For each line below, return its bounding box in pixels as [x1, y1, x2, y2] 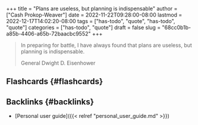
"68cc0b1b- [162, 24, 191, 31]
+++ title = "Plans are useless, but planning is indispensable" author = [6, 5, 178, 12]
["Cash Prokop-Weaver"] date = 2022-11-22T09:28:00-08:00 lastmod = [6, 11, 183, 18]
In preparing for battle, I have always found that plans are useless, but [20, 41, 192, 49]
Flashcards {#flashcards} [6, 76, 103, 86]
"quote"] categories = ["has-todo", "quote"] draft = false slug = [6, 24, 161, 31]
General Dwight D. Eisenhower [20, 59, 96, 66]
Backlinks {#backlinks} [6, 97, 94, 107]
